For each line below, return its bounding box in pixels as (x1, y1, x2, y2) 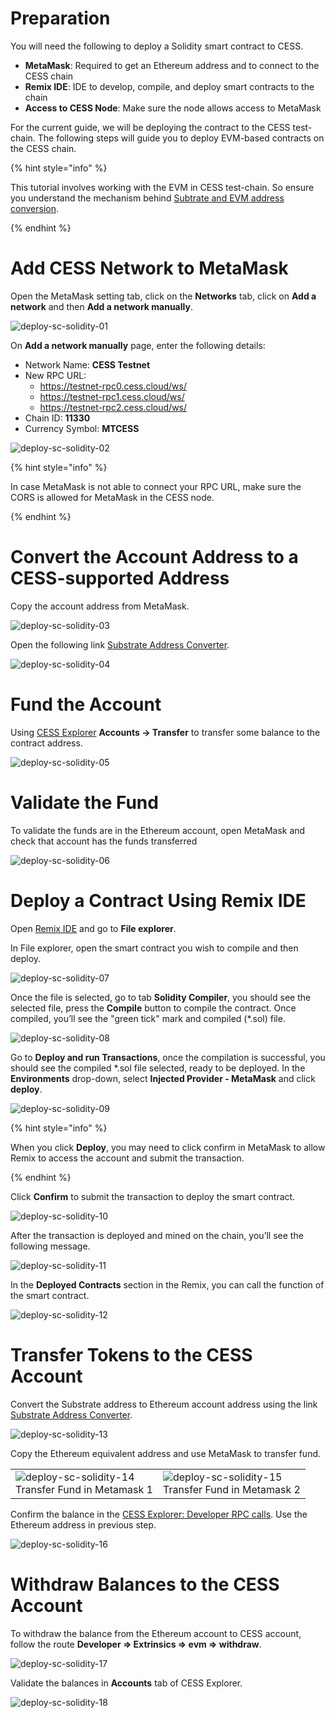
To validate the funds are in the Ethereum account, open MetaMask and (10, 824, 306, 836)
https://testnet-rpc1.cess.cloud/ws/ (39, 390, 185, 402)
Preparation (10, 7, 111, 30)
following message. (10, 1240, 91, 1252)
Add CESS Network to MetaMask (10, 257, 289, 280)
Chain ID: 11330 (24, 412, 91, 424)
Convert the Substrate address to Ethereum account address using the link (10, 1398, 318, 1410)
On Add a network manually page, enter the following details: (10, 339, 266, 351)
